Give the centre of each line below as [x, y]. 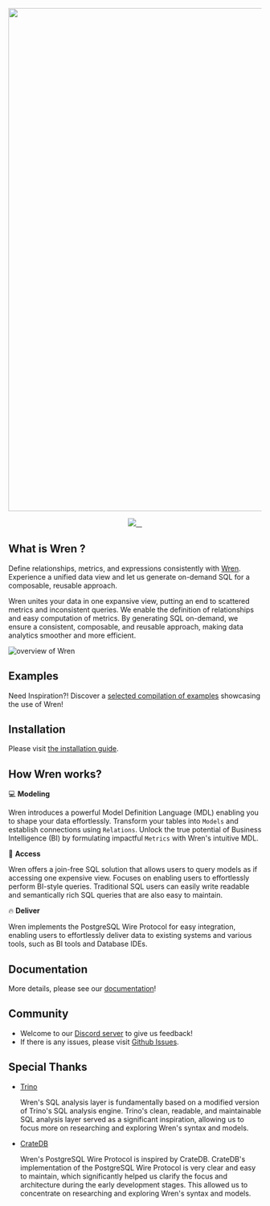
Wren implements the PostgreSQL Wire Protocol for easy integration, [122, 927]
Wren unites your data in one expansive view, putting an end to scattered [129, 601]
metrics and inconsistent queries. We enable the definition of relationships [131, 609]
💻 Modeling [29, 794]
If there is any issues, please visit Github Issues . [99, 1042]
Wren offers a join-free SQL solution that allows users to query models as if [133, 869]
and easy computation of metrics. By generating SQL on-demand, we [123, 618]
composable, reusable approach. [63, 585]
